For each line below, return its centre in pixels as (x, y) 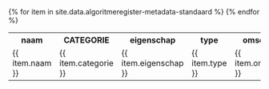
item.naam (32, 63)
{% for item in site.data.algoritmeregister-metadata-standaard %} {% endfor (134, 12)
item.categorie (87, 63)
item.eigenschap (153, 63)
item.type (209, 63)
